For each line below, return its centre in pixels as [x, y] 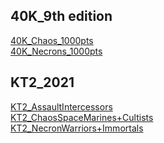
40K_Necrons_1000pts [56, 51]
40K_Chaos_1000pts [52, 40]
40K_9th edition [61, 16]
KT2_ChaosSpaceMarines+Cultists [82, 117]
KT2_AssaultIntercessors [61, 106]
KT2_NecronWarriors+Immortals [77, 128]
